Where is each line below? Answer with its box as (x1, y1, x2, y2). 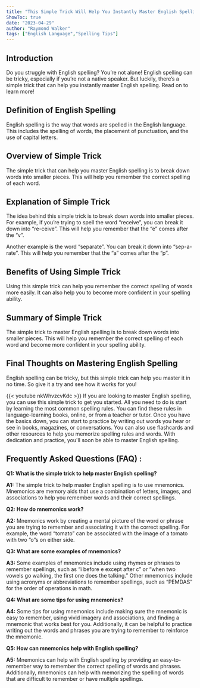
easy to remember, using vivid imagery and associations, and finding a (6, 614, 180, 621)
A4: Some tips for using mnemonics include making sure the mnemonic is (6, 607, 187, 615)
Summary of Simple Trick (6, 313, 102, 323)
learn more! (6, 88, 35, 95)
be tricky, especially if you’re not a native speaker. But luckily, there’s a (6, 75, 180, 82)
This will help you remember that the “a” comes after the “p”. (20, 249, 169, 257)
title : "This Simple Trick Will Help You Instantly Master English (6, 8, 177, 15)
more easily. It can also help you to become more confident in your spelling (6, 289, 190, 296)
